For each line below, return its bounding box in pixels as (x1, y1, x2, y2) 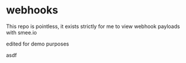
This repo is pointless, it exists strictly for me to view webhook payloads (6, 23, 180, 30)
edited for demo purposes (6, 40, 69, 47)
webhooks (6, 3, 59, 17)
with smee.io (6, 29, 37, 36)
